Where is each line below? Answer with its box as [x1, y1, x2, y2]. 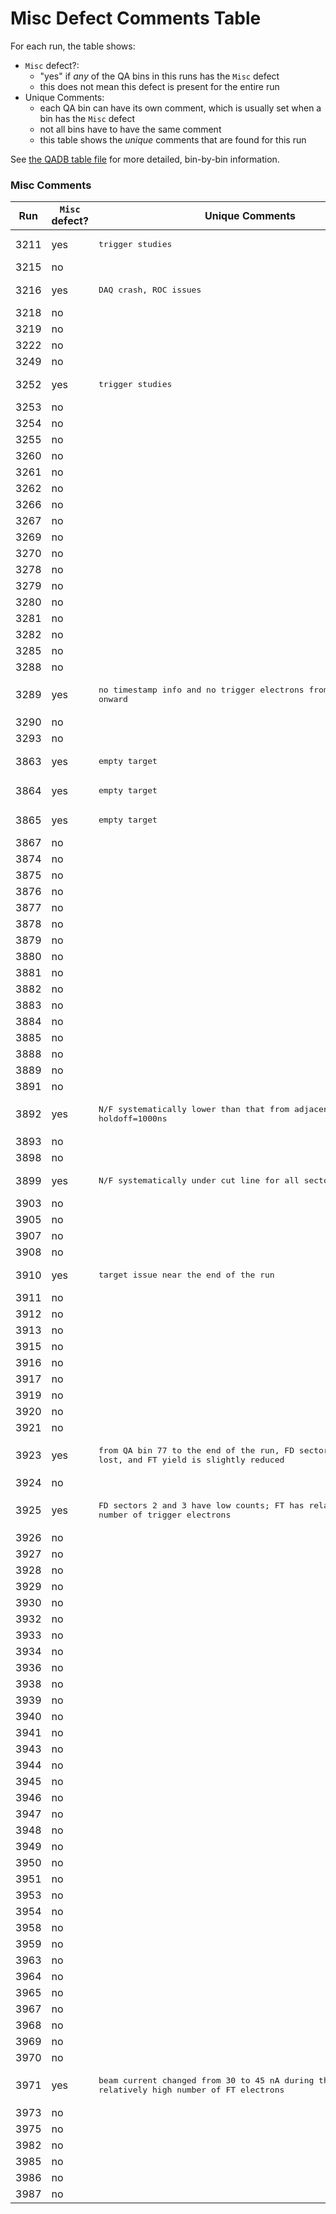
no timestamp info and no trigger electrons [98, 685, 305, 696]
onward [98, 694, 128, 705]
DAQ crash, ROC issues [98, 285, 202, 296]
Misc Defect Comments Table [10, 7, 262, 30]
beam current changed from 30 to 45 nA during [98, 2075, 315, 2086]
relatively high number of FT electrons [98, 2085, 285, 2096]
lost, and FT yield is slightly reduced [98, 1455, 285, 1466]
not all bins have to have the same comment [39, 123, 222, 135]
